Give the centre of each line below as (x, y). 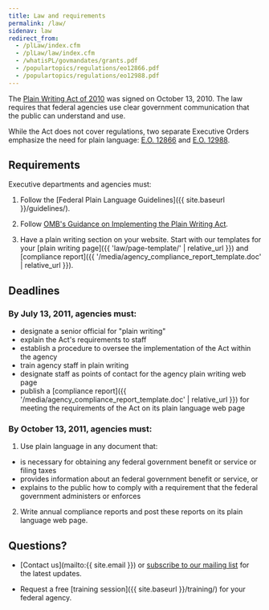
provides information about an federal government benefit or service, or (139, 479)
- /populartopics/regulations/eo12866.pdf (88, 68)
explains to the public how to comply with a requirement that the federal (139, 488)
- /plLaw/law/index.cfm (55, 53)
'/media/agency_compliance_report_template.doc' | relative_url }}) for (134, 400)
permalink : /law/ (37, 23)
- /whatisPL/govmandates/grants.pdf (77, 61)
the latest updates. (51, 574)
